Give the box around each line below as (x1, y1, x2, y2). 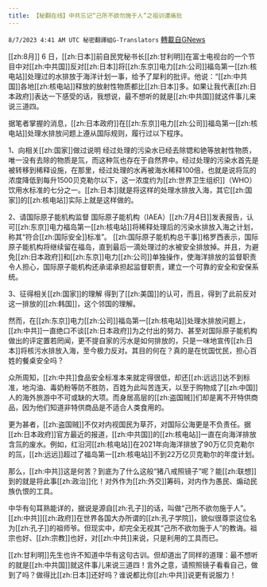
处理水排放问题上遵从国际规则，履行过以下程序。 (27, 128, 188, 138)
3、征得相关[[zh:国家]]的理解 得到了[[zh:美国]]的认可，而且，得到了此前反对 (8, 289, 257, 298)
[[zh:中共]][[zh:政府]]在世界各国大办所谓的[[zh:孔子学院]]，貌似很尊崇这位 (8, 513, 250, 522)
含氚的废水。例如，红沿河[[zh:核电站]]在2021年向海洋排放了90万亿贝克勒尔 (8, 439, 255, 449)
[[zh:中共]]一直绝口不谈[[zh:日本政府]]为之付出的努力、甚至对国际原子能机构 (8, 325, 257, 335)
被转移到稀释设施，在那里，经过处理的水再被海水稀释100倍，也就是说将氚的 (8, 165, 257, 175)
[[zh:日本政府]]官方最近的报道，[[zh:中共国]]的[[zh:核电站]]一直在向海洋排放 (8, 429, 257, 439)
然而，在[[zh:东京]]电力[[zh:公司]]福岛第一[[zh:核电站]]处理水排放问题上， (8, 316, 250, 325)
